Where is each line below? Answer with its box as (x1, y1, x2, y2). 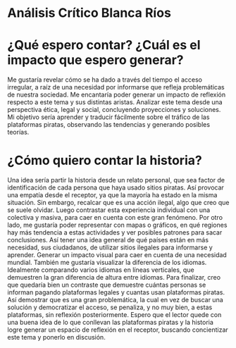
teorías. (7, 128, 30, 137)
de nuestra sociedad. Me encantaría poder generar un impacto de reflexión (7, 90, 226, 99)
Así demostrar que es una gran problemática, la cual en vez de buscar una (7, 296, 223, 304)
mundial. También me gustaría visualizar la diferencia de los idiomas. (7, 259, 207, 267)
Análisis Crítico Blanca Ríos (7, 5, 171, 21)
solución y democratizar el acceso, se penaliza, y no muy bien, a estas (7, 303, 213, 311)
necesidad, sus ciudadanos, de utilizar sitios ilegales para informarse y (7, 243, 213, 251)
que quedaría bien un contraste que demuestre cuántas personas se (7, 280, 206, 290)
